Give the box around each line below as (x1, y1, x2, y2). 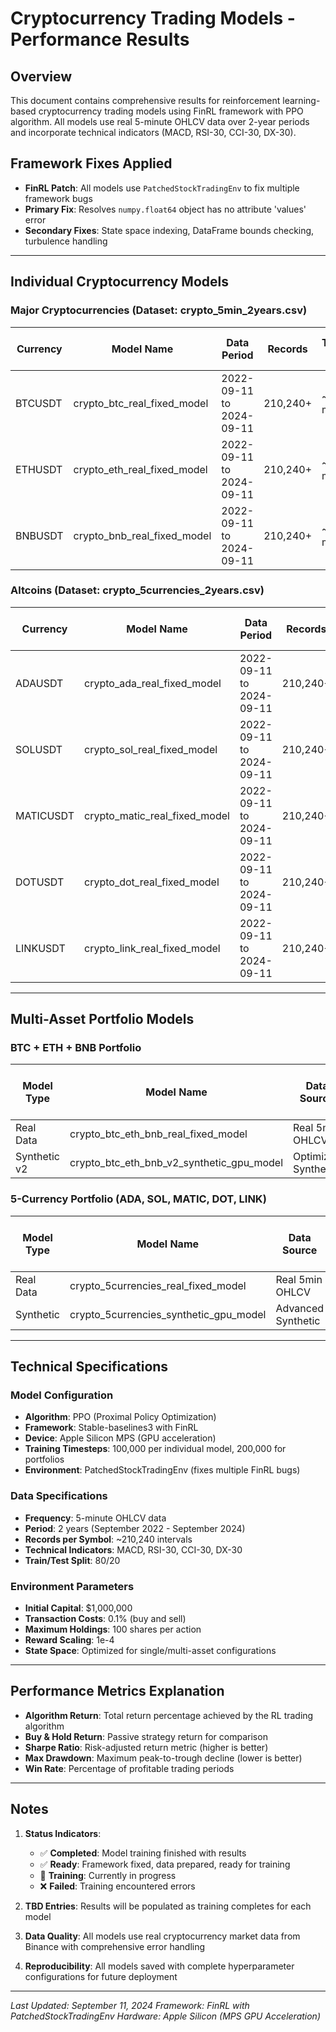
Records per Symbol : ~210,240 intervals (24, 1533, 193, 1545)
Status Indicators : (24, 1827, 102, 1839)
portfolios (24, 1453, 65, 1466)
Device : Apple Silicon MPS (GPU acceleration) (24, 1432, 217, 1444)
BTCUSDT (15, 396, 63, 410)
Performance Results (10, 28, 190, 51)
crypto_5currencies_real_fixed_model (69, 1278, 247, 1292)
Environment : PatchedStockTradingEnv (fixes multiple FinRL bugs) (24, 1464, 301, 1476)
